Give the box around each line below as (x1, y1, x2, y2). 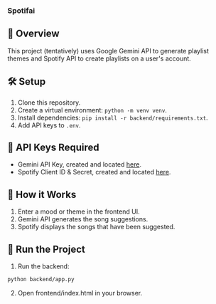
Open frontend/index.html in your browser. (17, 288, 143, 297)
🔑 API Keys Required (7, 141, 99, 153)
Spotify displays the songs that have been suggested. (17, 223, 175, 231)
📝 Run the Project (7, 243, 85, 255)
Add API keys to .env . (17, 120, 81, 130)
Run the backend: (17, 262, 70, 271)
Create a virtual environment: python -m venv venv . (17, 105, 167, 114)
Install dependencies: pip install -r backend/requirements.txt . (17, 113, 208, 122)
